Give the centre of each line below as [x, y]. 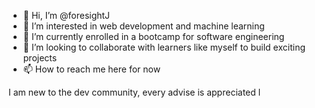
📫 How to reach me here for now [91, 69]
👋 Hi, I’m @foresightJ [66, 15]
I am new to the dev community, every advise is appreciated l [134, 92]
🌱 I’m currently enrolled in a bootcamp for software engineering [153, 36]
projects [40, 58]
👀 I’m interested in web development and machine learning [143, 26]
